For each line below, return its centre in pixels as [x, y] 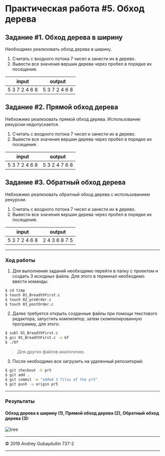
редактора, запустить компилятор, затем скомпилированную [77, 319]
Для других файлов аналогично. [51, 352]
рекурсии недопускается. [32, 124]
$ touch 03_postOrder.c [29, 304]
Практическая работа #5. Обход [75, 9]
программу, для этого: [36, 324]
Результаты [20, 401]
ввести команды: [30, 281]
